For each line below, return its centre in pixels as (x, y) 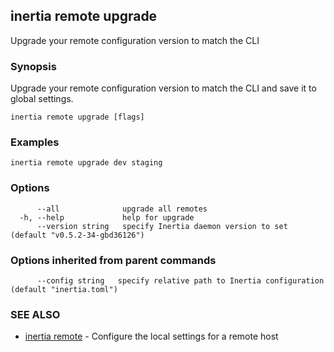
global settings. (42, 99)
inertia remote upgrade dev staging (86, 163)
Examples (35, 142)
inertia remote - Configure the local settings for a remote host (151, 336)
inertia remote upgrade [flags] (77, 117)
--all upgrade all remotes (122, 209)
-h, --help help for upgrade (107, 217)
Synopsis (33, 66)
